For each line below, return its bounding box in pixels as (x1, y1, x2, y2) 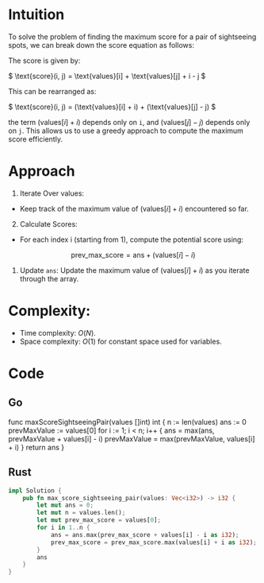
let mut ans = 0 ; (36, 501, 94, 510)
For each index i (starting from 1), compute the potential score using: (19, 235, 244, 244)
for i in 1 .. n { (36, 523, 90, 531)
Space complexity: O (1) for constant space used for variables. (19, 336, 222, 346)
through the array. (19, 274, 79, 283)
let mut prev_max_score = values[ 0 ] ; (36, 516, 161, 524)
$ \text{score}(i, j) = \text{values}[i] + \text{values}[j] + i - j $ (8, 71, 206, 80)
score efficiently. (8, 134, 63, 144)
